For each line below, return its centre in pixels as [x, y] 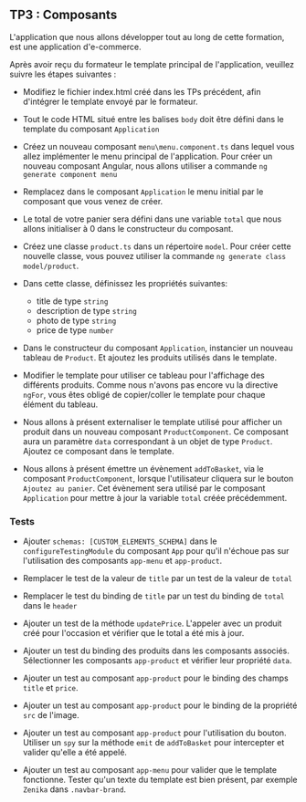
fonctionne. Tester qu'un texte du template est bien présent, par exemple [160, 780]
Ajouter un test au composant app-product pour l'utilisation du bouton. [154, 733]
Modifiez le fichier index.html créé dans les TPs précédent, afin [142, 91]
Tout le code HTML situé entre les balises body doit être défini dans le [153, 119]
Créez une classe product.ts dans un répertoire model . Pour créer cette [157, 246]
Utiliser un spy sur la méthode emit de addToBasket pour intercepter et [153, 743]
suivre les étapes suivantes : [63, 74]
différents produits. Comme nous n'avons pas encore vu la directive [150, 385]
